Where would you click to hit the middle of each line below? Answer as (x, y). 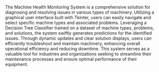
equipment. (17, 64)
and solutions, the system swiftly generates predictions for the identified (79, 33)
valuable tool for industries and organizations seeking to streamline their (78, 54)
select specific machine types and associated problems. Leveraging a (76, 23)
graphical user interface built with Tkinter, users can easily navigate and (78, 17)
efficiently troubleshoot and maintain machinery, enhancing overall (73, 43)
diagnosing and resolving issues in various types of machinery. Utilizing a (79, 12)
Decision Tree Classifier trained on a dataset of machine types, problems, (79, 28)
